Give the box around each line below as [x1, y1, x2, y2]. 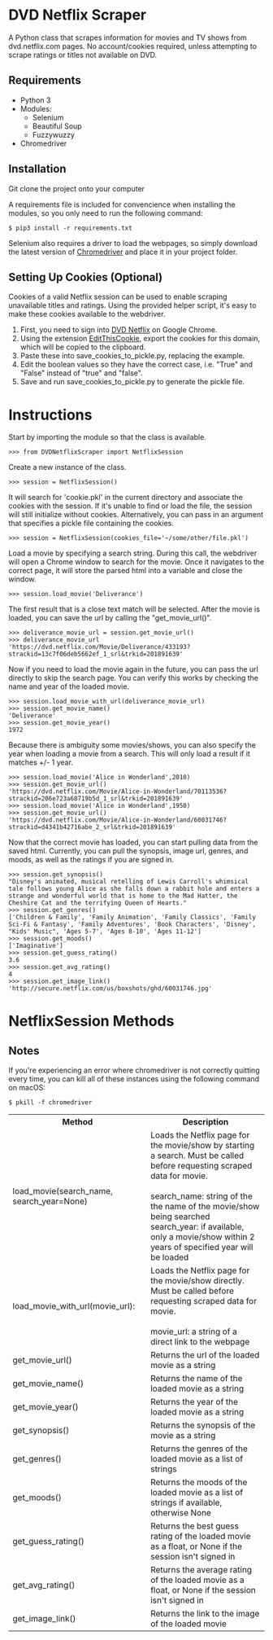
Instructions [8, 406, 93, 424]
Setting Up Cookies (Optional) [8, 270, 163, 284]
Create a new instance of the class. [8, 463, 127, 472]
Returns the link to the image [149, 1608, 260, 1620]
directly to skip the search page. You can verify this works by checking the [8, 673, 258, 683]
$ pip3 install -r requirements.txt [8, 224, 132, 232]
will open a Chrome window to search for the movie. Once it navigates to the [8, 557, 265, 567]
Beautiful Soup [32, 121, 83, 131]
